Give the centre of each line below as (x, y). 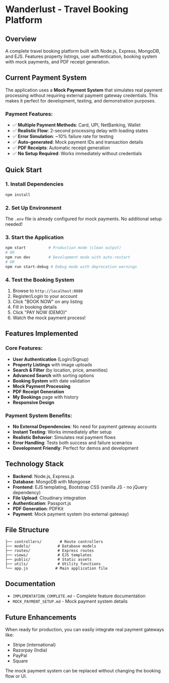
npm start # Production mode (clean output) (63, 248)
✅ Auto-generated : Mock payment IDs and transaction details (78, 142)
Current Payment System (46, 78)
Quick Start (24, 170)
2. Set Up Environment (33, 208)
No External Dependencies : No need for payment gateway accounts (84, 426)
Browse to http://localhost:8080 (48, 291)
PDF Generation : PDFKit (38, 508)
